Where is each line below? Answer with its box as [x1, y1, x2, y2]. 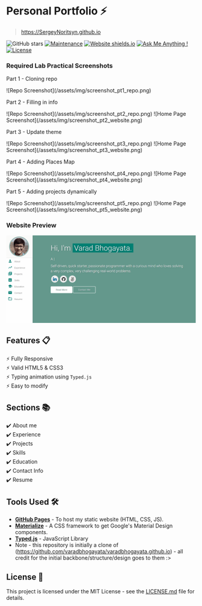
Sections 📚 [6, 403, 50, 413]
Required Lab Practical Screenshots [6, 61, 113, 69]
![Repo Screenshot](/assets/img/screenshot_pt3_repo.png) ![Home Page [6, 140, 186, 147]
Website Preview [6, 221, 57, 229]
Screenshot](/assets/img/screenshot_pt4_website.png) [6, 176, 143, 183]
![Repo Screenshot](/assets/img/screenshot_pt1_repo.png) [6, 87, 151, 94]
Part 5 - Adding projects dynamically [6, 188, 97, 196]
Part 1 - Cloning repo [6, 75, 58, 83]
